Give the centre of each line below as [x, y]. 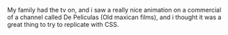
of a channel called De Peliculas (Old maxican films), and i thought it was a [114, 17]
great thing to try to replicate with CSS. [63, 24]
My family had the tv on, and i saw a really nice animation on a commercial [114, 10]
